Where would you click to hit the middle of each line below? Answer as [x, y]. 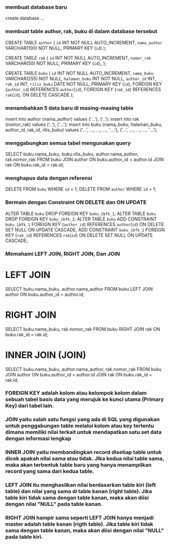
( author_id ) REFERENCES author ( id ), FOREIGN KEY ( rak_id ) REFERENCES [83, 89]
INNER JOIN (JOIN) [46, 355]
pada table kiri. [24, 537]
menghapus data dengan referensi [49, 178]
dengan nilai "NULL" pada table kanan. [54, 504]
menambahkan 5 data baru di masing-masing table [69, 108]
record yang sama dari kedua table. [50, 471]
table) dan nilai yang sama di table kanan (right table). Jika [79, 492]
